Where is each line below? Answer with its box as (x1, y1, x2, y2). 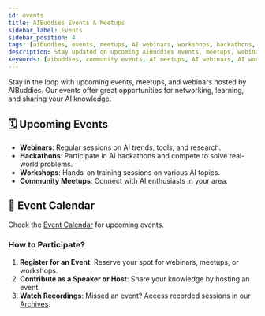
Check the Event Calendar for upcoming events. (8, 220, 164, 229)
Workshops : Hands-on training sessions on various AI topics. (19, 167, 221, 177)
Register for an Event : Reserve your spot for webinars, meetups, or (19, 257, 239, 266)
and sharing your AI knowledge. (8, 94, 112, 103)
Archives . (19, 299, 51, 308)
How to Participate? (8, 240, 85, 251)
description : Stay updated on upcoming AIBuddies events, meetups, (8, 48, 235, 56)
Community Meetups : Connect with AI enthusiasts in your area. (19, 176, 229, 185)
